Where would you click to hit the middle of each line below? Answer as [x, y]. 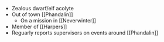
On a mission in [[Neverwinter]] [58, 20]
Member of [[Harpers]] [39, 26]
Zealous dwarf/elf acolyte [43, 8]
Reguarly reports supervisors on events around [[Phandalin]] [85, 33]
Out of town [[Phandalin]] [42, 14]
